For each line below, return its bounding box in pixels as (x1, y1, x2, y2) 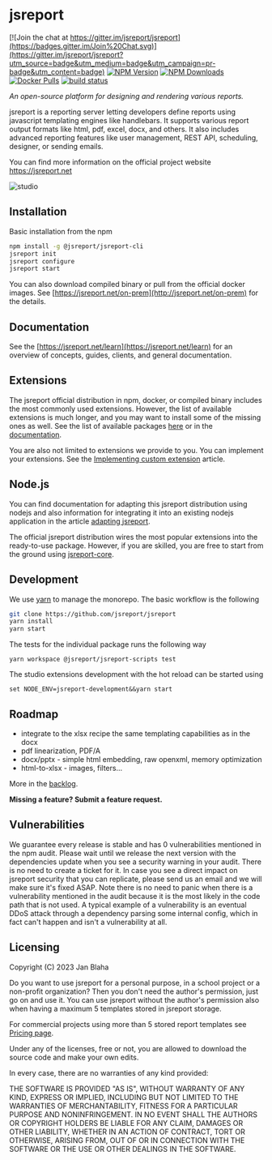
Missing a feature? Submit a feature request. (9, 794, 163, 804)
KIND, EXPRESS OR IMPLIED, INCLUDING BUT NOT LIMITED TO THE (9, 1092, 239, 1102)
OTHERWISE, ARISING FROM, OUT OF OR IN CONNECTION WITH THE (9, 1135, 245, 1145)
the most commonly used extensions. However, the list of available (9, 404, 232, 413)
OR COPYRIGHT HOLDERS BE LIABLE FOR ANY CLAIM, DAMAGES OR (9, 1118, 244, 1128)
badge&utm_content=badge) (9, 66, 105, 76)
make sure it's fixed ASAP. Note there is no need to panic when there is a (9, 882, 253, 892)
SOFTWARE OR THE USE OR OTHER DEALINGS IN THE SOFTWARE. (9, 1144, 236, 1154)
